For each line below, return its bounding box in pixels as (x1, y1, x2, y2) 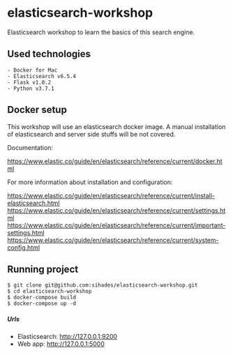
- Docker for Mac (7, 66, 58, 74)
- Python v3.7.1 (7, 85, 54, 92)
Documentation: (7, 143, 54, 151)
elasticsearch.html (7, 199, 61, 207)
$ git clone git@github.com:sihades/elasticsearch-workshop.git (7, 282, 198, 289)
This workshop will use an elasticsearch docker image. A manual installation (7, 122, 226, 130)
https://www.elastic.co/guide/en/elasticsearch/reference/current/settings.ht (7, 206, 226, 214)
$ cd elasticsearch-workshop (7, 288, 92, 295)
